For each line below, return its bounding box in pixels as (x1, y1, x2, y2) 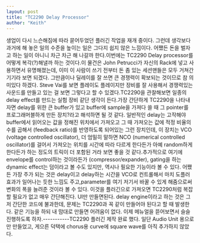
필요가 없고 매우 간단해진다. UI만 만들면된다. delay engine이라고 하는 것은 (12, 193, 184, 200)
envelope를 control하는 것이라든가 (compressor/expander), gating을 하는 (6, 156, 182, 163)
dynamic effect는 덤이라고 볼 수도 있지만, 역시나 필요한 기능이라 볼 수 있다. (6, 163, 181, 170)
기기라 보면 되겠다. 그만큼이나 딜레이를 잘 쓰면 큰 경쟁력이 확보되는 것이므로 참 (6, 74, 188, 81)
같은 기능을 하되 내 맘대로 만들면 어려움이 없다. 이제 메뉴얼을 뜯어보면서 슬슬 (14, 208, 191, 215)
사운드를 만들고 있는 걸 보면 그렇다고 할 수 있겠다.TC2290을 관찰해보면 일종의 (6, 89, 187, 96)
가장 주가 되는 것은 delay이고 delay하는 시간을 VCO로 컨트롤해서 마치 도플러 (12, 171, 190, 178)
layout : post (6, 8, 39, 15)
